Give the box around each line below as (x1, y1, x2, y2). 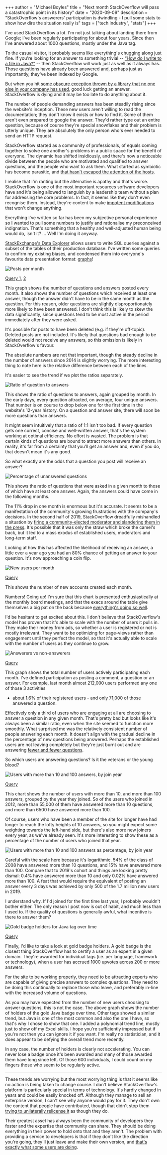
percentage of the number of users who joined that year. (5, 838, 121, 843)
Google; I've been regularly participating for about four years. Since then (5, 35, 154, 41)
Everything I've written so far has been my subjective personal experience (5, 215, 158, 221)
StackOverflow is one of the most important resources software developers (5, 184, 160, 190)
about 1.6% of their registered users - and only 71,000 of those (12, 695, 141, 701)
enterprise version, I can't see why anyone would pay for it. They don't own (5, 1098, 160, 1103)
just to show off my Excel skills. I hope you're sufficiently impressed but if (5, 1026, 156, 1031)
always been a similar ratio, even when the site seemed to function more (5, 721, 154, 726)
